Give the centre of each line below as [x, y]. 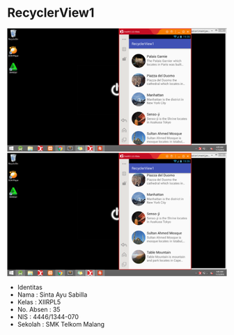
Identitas [30, 287]
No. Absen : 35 [39, 309]
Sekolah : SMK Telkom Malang [61, 324]
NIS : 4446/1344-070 [48, 317]
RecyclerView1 [51, 13]
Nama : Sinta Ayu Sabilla [52, 295]
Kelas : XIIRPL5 [39, 302]
